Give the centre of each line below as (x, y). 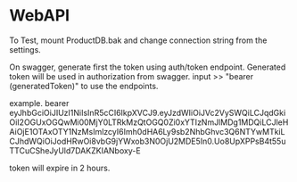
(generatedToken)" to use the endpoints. (84, 86)
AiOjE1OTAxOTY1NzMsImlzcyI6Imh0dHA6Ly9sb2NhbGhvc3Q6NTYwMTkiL (147, 131)
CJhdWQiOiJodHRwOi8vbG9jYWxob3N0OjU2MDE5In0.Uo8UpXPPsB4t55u (148, 141)
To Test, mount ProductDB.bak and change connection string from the (138, 40)
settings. (25, 49)
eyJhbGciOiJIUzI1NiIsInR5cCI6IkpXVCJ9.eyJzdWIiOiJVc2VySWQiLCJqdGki (148, 112)
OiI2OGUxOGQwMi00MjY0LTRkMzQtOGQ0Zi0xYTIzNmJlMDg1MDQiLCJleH (149, 122)
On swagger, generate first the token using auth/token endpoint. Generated (148, 67)
